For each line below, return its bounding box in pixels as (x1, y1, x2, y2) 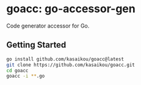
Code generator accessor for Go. (6, 22, 90, 29)
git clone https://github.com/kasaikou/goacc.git (6, 62, 136, 68)
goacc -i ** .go (6, 73, 45, 79)
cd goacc (6, 67, 29, 73)
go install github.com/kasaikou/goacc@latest (6, 56, 124, 62)
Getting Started (6, 40, 67, 50)
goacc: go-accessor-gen (6, 2, 136, 16)
